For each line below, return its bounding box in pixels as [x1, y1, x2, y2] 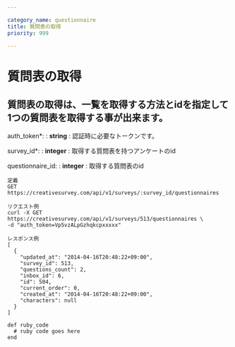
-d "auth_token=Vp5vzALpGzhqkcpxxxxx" [7, 221, 121, 229]
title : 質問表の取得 [7, 23, 61, 30]
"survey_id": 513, [20, 260, 74, 267]
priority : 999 [7, 30, 49, 37]
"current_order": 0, [20, 285, 80, 292]
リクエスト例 [7, 203, 40, 210]
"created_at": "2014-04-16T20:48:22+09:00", [20, 291, 153, 298]
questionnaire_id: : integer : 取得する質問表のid [7, 162, 145, 170]
